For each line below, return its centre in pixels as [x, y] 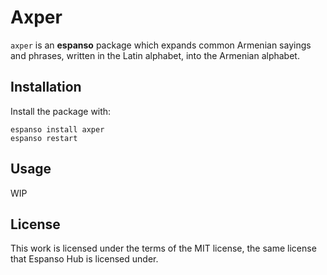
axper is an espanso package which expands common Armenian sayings [161, 45]
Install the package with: [61, 111]
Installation [46, 87]
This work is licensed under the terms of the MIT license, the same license [163, 248]
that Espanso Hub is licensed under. [84, 259]
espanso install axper [57, 129]
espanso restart [44, 138]
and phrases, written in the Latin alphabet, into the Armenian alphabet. [155, 55]
